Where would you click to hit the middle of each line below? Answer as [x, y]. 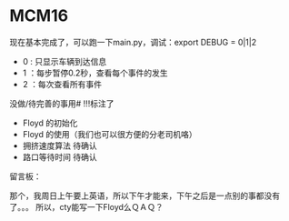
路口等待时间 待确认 [60, 156]
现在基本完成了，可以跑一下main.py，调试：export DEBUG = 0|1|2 [133, 42]
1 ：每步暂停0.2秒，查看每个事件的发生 [95, 73]
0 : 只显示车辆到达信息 [65, 61]
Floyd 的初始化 [50, 123]
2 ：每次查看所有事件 [62, 84]
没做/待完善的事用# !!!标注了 [62, 103]
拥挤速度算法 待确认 [60, 146]
